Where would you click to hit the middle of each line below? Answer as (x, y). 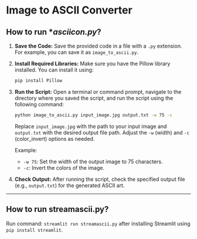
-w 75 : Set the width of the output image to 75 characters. (93, 161)
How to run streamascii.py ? (57, 209)
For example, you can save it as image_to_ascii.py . (77, 52)
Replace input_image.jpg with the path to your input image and (91, 126)
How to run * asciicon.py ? (54, 32)
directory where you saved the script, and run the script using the (94, 98)
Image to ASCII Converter (69, 10)
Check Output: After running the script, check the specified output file (100, 179)
